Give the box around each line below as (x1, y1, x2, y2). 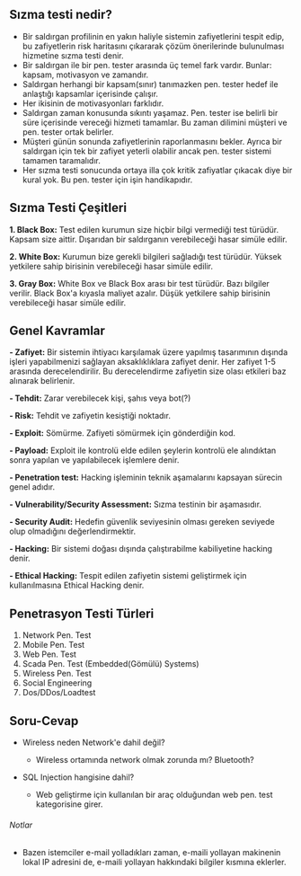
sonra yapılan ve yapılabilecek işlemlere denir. (9, 455, 180, 465)
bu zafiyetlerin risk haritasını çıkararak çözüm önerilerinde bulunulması (22, 40, 285, 51)
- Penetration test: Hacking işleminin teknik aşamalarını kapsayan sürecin (9, 472, 283, 483)
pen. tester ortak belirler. (22, 126, 114, 137)
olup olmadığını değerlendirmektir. (9, 526, 137, 537)
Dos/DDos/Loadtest (22, 687, 96, 698)
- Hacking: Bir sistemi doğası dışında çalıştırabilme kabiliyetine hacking (9, 544, 272, 554)
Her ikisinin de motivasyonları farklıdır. (22, 98, 164, 109)
